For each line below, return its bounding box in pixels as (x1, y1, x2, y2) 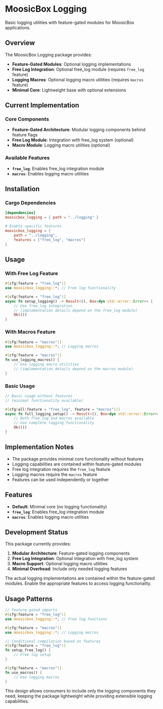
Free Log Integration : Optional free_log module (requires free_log (12, 66, 145, 72)
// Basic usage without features (5, 393, 73, 398)
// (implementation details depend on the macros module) (14, 366, 133, 371)
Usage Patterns (5, 595, 53, 603)
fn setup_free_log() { (5, 648, 51, 653)
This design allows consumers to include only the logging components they (5, 688, 156, 694)
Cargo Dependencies (5, 200, 56, 206)
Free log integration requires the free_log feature (12, 466, 111, 472)
